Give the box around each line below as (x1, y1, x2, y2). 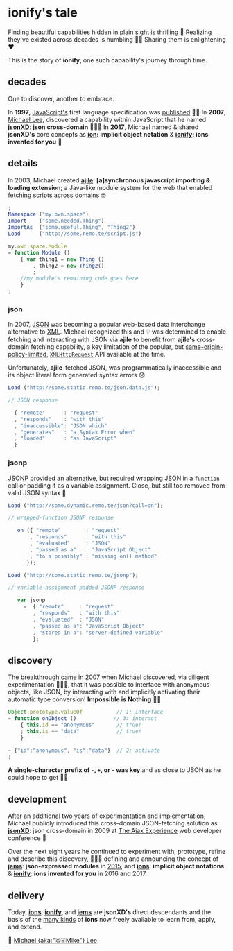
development (8, 793, 67, 805)
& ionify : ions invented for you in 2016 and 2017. (8, 869, 148, 878)
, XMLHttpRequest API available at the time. (46, 350, 166, 359)
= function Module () (8, 249, 71, 256)
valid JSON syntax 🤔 (8, 488, 67, 497)
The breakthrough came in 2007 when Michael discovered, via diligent (8, 673, 210, 681)
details (8, 157, 38, 169)
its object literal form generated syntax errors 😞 (8, 371, 146, 379)
